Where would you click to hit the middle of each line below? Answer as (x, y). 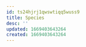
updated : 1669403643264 (36, 29)
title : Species (25, 18)
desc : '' (17, 23)
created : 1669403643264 (36, 35)
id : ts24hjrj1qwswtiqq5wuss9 (43, 12)
